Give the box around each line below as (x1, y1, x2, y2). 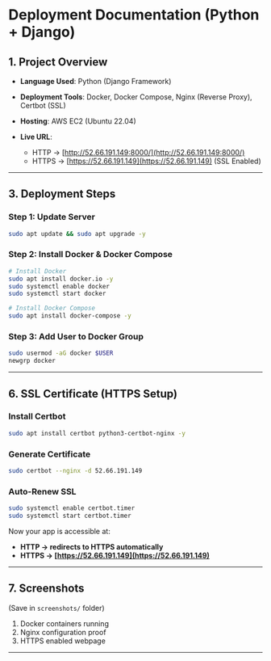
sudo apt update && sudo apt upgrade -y (8, 229, 147, 238)
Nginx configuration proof (19, 627, 106, 637)
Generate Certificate (8, 448, 91, 460)
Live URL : (19, 132, 52, 141)
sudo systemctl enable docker (8, 282, 110, 290)
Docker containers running (19, 618, 109, 628)
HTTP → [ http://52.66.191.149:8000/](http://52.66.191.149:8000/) (31, 148, 245, 157)
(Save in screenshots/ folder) (8, 603, 105, 613)
